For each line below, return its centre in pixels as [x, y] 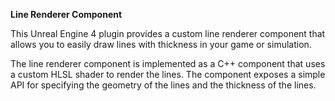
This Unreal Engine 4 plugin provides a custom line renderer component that [168, 33]
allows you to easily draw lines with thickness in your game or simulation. [161, 44]
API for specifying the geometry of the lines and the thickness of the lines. [163, 85]
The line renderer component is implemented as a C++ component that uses [168, 63]
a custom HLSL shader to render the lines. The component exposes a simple [168, 74]
